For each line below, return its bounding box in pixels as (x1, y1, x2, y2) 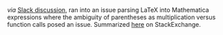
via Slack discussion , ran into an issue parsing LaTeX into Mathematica (7, 6, 209, 14)
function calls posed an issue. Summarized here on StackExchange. (7, 21, 202, 28)
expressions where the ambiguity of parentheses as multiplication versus (7, 13, 216, 21)
